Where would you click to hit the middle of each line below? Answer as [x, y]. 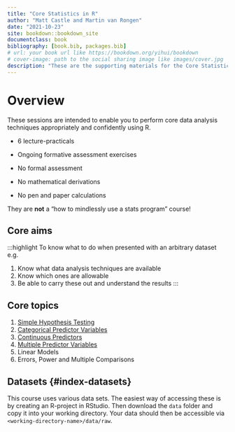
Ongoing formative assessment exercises [77, 154]
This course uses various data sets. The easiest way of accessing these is [114, 398]
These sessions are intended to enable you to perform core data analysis [113, 120]
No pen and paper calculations [62, 195]
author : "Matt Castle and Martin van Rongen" [74, 20]
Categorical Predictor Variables [62, 330]
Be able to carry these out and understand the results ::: [98, 284]
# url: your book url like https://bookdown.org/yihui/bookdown [103, 53]
